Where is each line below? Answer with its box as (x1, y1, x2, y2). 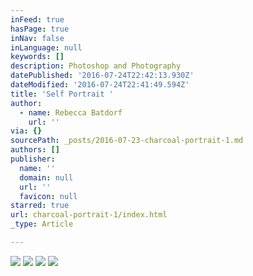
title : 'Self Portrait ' (10, 89, 114, 99)
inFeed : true (10, 14, 65, 25)
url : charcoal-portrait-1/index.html (10, 210, 168, 220)
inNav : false (10, 33, 65, 43)
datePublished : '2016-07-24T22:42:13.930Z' (10, 71, 195, 81)
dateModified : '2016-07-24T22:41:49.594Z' (10, 80, 190, 90)
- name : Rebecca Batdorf (19, 107, 123, 118)
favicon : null (19, 191, 78, 201)
